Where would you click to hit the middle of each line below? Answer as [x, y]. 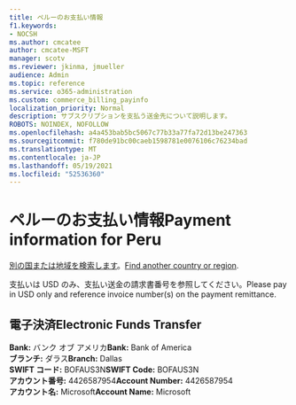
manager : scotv [37, 58]
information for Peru [86, 240]
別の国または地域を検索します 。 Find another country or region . [124, 266]
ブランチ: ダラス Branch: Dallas [66, 358]
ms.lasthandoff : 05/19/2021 [61, 166]
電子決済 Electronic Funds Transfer [105, 324]
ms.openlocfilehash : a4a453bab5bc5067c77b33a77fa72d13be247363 [129, 133]
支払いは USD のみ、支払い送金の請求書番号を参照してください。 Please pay [148, 284]
